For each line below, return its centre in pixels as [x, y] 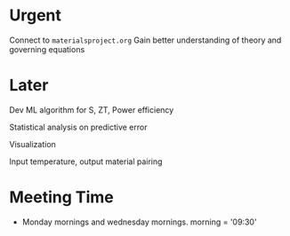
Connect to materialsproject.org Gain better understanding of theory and [145, 40]
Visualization [32, 144]
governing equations [47, 49]
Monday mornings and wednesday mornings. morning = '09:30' [139, 222]
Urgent [36, 16]
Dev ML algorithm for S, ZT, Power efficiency [92, 110]
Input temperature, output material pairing [86, 161]
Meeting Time [61, 197]
